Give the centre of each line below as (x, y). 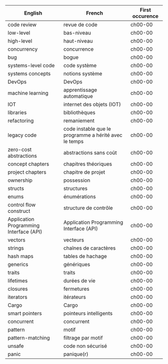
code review (22, 25)
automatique (78, 96)
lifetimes (18, 281)
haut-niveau (78, 41)
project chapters (27, 172)
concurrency (23, 49)
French (94, 13)
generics (18, 264)
